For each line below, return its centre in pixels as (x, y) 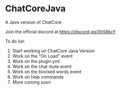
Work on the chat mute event (42, 66)
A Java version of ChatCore (33, 22)
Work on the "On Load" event (42, 56)
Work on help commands (38, 77)
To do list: (15, 41)
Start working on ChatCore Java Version (54, 51)
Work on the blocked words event (47, 71)
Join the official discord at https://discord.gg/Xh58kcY (60, 31)
